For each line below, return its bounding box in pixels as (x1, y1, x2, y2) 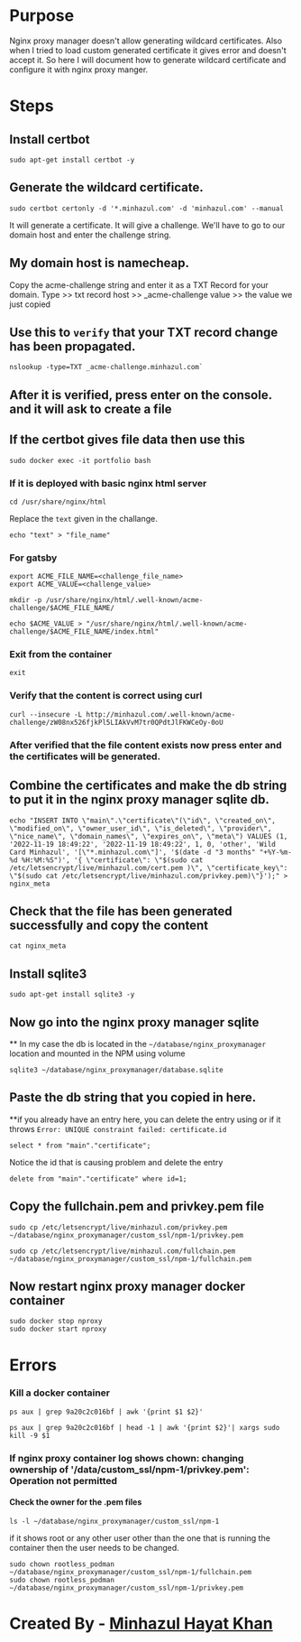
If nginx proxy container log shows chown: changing (9, 1452, 244, 1464)
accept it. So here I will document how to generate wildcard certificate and (9, 54, 287, 65)
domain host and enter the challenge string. (9, 229, 171, 240)
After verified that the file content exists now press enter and (9, 738, 282, 751)
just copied (9, 299, 51, 310)
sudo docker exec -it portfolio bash (9, 456, 151, 465)
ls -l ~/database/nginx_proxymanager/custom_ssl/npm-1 (9, 1517, 220, 1526)
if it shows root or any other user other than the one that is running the (9, 1532, 270, 1544)
